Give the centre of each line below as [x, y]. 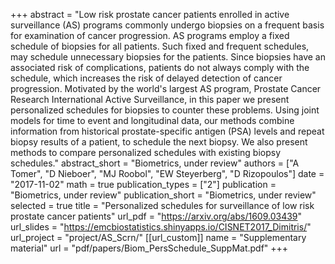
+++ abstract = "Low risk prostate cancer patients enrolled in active [150, 14]
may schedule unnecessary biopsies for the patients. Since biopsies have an [168, 57]
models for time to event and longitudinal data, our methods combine [152, 120]
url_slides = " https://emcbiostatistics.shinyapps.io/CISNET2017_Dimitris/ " [161, 227]
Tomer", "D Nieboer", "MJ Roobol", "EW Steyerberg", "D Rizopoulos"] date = [167, 173]
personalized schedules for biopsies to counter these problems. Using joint [165, 110]
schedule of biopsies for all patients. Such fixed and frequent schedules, [160, 46]
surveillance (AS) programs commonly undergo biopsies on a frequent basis [167, 25]
